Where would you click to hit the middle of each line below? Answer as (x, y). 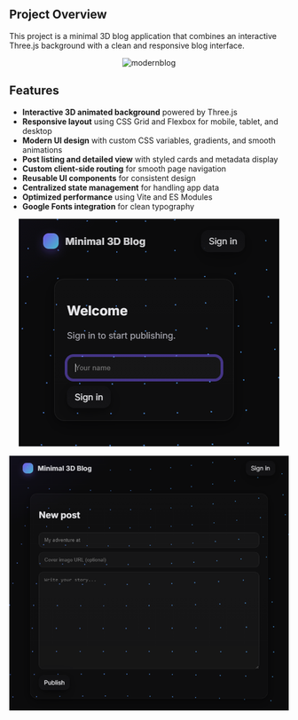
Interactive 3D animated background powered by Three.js (129, 112)
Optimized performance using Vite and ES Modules (117, 197)
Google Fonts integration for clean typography (108, 206)
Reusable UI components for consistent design (109, 178)
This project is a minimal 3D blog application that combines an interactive (143, 36)
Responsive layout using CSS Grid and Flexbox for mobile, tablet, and (150, 121)
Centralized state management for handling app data (121, 187)
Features (34, 91)
